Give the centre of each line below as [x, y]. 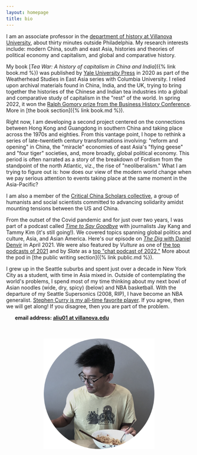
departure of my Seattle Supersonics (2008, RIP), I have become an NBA [94, 294]
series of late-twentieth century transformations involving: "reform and [92, 140]
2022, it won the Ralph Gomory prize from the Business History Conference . [99, 104]
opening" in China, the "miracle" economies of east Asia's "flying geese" [95, 147]
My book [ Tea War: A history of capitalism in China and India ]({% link [91, 66]
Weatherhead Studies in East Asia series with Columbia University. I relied [96, 79]
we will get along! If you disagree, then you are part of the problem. [88, 306]
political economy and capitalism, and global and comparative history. [91, 55]
